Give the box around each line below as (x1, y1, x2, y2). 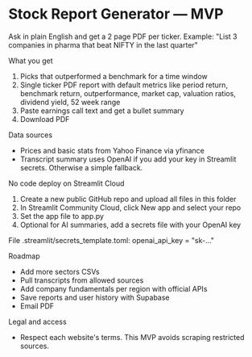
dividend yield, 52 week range (19, 97, 121, 107)
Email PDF (19, 300, 55, 311)
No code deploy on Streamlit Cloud (8, 178, 125, 188)
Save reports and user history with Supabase (19, 292, 171, 302)
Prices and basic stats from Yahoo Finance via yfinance (19, 145, 205, 155)
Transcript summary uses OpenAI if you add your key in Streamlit (19, 154, 237, 164)
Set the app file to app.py (19, 211, 105, 220)
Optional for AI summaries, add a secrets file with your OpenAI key (19, 220, 242, 229)
